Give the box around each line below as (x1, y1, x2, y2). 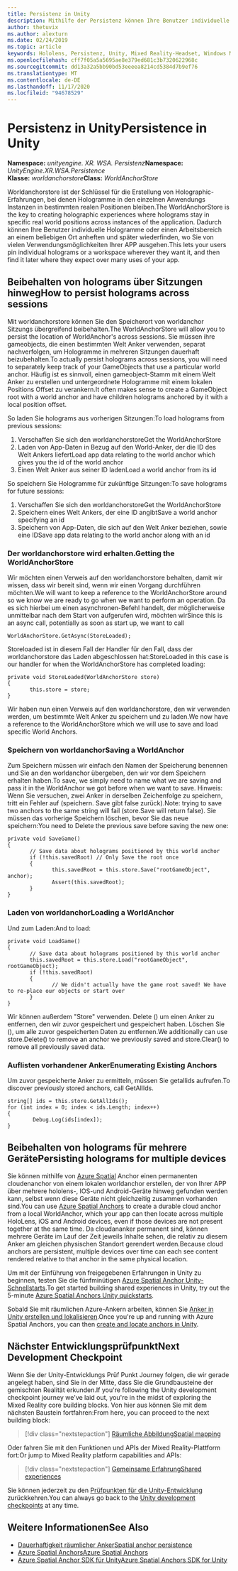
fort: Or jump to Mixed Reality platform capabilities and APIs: (7, 1450, 182, 1459)
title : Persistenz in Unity (7, 10, 91, 18)
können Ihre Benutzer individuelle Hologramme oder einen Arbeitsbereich (7, 225, 222, 234)
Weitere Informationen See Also (7, 1521, 149, 1534)
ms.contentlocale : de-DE (7, 76, 81, 84)
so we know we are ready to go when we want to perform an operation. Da (7, 596, 226, 604)
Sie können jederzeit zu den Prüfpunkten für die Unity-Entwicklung (7, 1486, 203, 1494)
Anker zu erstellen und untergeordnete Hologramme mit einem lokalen (7, 377, 212, 386)
